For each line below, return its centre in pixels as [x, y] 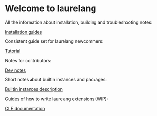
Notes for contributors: [28, 60]
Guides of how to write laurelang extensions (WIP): [57, 99]
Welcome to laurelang [51, 9]
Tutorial [13, 51]
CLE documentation [25, 108]
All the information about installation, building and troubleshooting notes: [79, 22]
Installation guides [24, 32]
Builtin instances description [34, 89]
